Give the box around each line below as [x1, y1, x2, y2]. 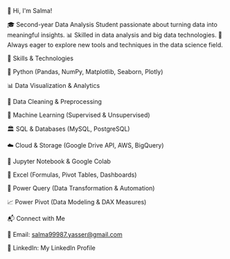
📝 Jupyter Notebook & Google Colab [7, 157, 111, 166]
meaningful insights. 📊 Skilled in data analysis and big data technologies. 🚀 [7, 31, 223, 39]
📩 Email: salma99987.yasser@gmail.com [7, 231, 123, 238]
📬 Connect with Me [7, 215, 66, 222]
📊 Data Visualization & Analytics [7, 82, 100, 89]
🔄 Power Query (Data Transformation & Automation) [7, 184, 155, 192]
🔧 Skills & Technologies [7, 54, 74, 62]
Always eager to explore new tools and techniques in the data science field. [7, 41, 223, 48]
